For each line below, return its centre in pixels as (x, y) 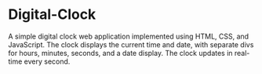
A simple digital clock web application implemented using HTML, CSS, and (129, 36)
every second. (47, 61)
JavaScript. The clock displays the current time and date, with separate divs (131, 44)
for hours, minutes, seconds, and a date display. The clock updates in (120, 53)
